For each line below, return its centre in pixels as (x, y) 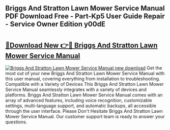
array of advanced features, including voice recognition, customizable (79, 100)
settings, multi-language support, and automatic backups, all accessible (81, 106)
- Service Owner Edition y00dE (55, 24)
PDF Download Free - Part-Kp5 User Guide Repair (85, 17)
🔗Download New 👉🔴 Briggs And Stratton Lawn (81, 45)
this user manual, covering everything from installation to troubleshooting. (83, 79)
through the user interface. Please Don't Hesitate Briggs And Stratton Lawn (84, 111)
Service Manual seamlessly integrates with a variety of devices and (76, 89)
